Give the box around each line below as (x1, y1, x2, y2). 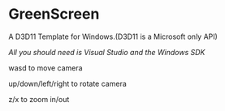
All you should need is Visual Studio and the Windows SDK (8, 47, 206, 57)
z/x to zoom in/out (8, 94, 70, 104)
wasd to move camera (8, 62, 83, 73)
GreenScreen (8, 5, 100, 23)
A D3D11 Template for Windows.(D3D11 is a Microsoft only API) (8, 32, 218, 41)
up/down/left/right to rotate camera (8, 79, 128, 88)
